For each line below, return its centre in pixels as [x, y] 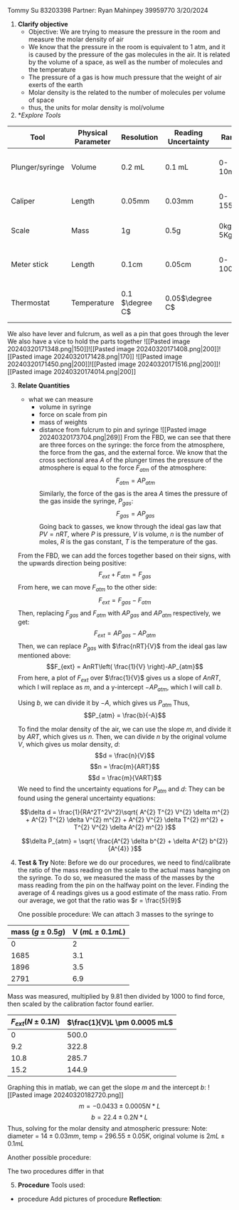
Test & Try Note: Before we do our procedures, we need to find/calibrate [124, 862]
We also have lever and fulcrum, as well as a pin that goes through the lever [118, 334]
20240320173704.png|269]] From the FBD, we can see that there [135, 437]
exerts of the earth [55, 85]
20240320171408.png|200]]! [179, 349]
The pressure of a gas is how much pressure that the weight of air [125, 77]
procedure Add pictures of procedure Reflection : [90, 1199]
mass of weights [63, 422]
